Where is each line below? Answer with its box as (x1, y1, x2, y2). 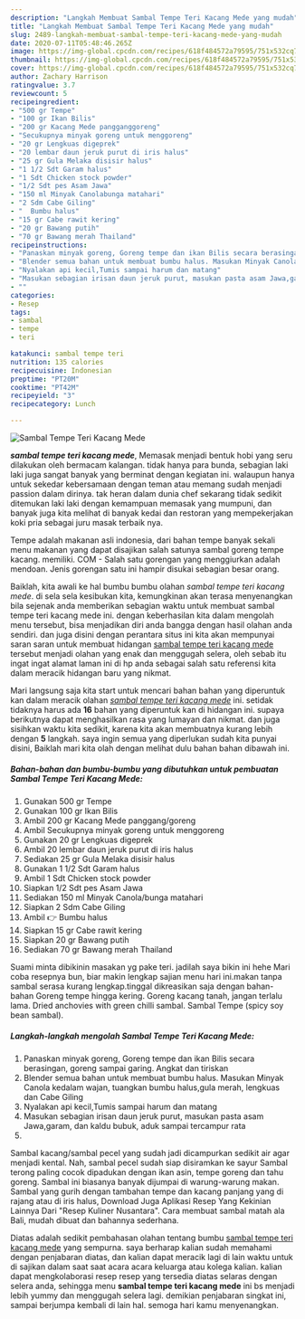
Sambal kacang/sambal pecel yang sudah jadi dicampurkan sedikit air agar (10, 1147, 291, 1158)
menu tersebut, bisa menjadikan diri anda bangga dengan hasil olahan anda (10, 620, 293, 630)
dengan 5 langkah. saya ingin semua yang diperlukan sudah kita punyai (10, 734, 277, 744)
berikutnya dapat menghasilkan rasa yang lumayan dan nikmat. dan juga (10, 714, 281, 725)
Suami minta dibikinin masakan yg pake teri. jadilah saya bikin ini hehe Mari (10, 961, 291, 973)
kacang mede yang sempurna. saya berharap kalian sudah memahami (10, 1241, 272, 1253)
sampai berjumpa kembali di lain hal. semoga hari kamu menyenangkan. (10, 1299, 279, 1310)
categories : (10, 290, 55, 299)
